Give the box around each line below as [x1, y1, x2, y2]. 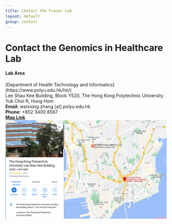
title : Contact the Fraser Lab [5, 8, 72, 13]
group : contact [5, 19, 38, 24]
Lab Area [5, 70, 25, 77]
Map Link [5, 114, 26, 120]
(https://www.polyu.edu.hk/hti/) [5, 87, 72, 93]
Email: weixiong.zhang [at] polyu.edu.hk [5, 103, 91, 109]
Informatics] [89, 81, 115, 87]
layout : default [5, 13, 40, 19]
